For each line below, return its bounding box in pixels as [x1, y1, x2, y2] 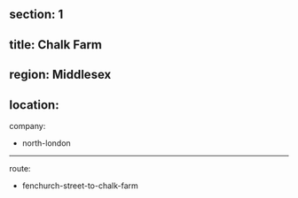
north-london [21, 137, 71, 148]
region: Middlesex [9, 67, 112, 82]
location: [9, 97, 59, 112]
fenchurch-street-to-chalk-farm [21, 180, 139, 191]
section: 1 [9, 7, 64, 22]
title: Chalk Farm [9, 37, 102, 52]
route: [9, 163, 31, 173]
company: [9, 120, 46, 131]
